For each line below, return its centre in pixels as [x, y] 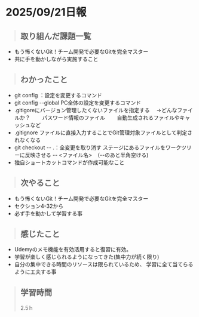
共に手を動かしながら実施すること [56, 59]
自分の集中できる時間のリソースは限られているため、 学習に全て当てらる [104, 264]
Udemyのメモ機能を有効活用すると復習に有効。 [73, 250]
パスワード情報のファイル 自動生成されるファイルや [111, 118]
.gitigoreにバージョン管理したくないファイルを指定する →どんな [96, 110]
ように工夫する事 [35, 272]
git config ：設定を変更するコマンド [58, 95]
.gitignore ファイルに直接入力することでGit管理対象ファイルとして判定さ [103, 133]
